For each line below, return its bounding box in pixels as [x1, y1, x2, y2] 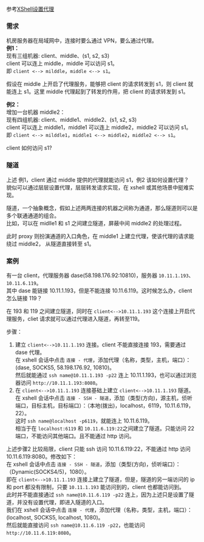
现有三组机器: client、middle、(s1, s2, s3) [6, 52, 110, 60]
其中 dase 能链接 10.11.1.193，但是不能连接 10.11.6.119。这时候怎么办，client [6, 287, 192, 294]
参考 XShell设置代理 [6, 5, 55, 12]
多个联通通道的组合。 [6, 212, 59, 219]
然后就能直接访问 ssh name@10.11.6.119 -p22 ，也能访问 [6, 521, 145, 529]
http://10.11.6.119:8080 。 [6, 529, 75, 536]
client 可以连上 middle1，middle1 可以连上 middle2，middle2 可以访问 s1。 [6, 124, 192, 131]
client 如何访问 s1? [6, 144, 52, 152]
